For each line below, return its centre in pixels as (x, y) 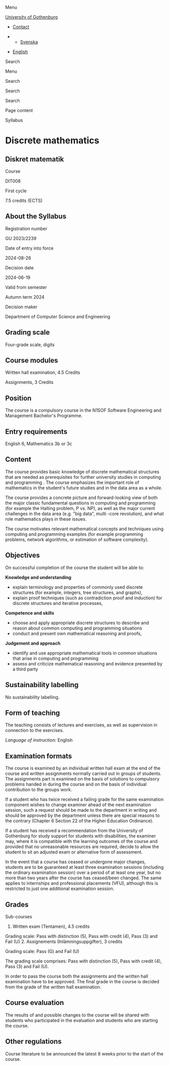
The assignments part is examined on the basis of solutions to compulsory (82, 779)
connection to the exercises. (35, 731)
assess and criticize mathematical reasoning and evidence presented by (87, 663)
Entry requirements (36, 432)
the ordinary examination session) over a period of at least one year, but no (83, 873)
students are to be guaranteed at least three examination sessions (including (84, 867)
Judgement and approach (33, 643)
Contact (21, 27)
